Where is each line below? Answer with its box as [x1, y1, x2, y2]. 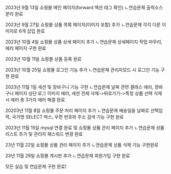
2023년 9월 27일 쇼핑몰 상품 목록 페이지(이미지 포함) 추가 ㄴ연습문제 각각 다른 [5, 22, 161, 27]
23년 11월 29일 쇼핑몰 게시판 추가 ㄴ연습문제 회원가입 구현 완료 [5, 153, 130, 159]
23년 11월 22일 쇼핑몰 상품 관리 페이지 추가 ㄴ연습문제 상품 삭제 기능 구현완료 [5, 142, 159, 148]
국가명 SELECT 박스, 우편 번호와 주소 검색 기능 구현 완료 [12, 114, 124, 120]
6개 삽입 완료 [18, 28, 45, 34]
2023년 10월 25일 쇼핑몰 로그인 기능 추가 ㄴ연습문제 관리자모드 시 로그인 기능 [5, 67, 160, 73]
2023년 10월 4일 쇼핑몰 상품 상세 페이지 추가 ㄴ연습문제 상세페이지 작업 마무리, [5, 39, 162, 45]
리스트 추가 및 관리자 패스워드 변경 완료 [5, 131, 83, 137]
